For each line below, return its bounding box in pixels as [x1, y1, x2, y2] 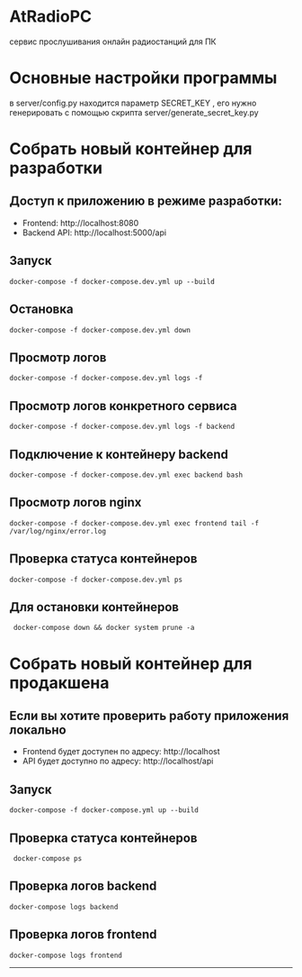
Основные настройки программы [9, 68, 278, 88]
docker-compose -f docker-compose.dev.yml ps [9, 575, 182, 584]
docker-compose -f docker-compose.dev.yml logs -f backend [9, 422, 235, 432]
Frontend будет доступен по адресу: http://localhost [22, 746, 220, 757]
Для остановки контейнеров [9, 599, 180, 615]
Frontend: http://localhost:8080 [22, 217, 139, 228]
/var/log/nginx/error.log [9, 526, 106, 535]
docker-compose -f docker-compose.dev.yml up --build [9, 277, 216, 286]
